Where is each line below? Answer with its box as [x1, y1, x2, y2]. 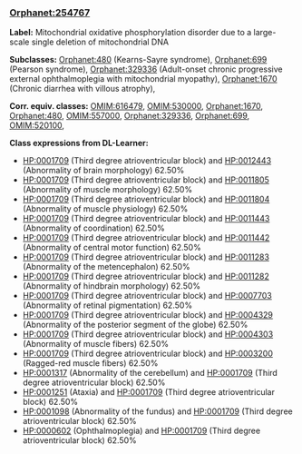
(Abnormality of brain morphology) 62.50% [22, 165, 185, 176]
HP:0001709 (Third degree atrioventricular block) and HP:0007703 [22, 291, 272, 301]
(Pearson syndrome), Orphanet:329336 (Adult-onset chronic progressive [9, 64, 283, 74]
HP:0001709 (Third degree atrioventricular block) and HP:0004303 [22, 329, 274, 340]
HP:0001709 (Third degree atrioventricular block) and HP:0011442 [22, 232, 270, 243]
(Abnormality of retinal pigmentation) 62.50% [22, 300, 193, 311]
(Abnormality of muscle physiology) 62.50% [22, 203, 189, 214]
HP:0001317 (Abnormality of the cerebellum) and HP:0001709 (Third [22, 368, 278, 379]
